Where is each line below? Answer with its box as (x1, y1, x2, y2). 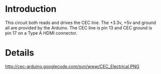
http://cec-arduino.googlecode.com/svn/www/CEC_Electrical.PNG (5, 63, 139, 69)
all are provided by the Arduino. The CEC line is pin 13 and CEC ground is (5, 25, 153, 30)
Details (5, 48, 34, 58)
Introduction (5, 3, 57, 15)
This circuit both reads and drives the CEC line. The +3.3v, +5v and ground (5, 20, 157, 25)
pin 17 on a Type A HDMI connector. (5, 30, 77, 36)
